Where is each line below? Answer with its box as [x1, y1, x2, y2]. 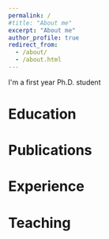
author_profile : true [8, 33, 80, 42]
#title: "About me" [8, 19, 73, 27]
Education [8, 105, 77, 123]
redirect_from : [8, 41, 58, 49]
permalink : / [8, 11, 51, 20]
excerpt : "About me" [8, 26, 77, 34]
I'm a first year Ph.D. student [8, 77, 101, 87]
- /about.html [15, 56, 62, 64]
